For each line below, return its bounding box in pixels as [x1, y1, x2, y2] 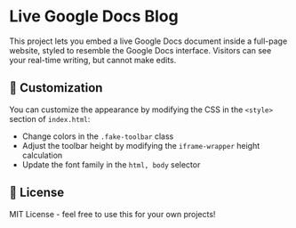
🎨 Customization [9, 80, 103, 95]
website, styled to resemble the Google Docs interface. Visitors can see [9, 45, 272, 55]
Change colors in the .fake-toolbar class [21, 131, 174, 142]
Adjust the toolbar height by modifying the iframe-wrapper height [21, 140, 260, 151]
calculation [21, 150, 63, 160]
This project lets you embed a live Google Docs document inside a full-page [9, 36, 288, 46]
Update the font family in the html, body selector [21, 159, 201, 170]
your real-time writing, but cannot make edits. [9, 54, 177, 65]
